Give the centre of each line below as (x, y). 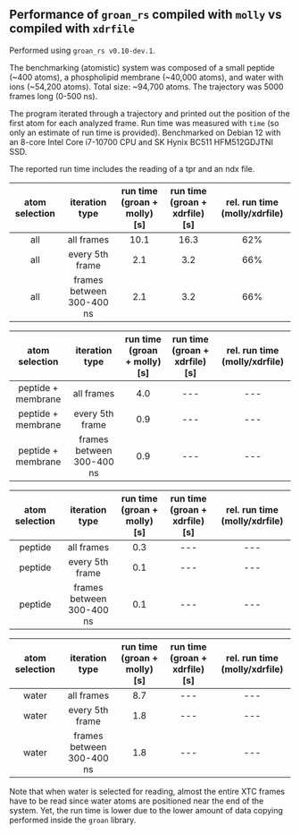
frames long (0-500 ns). (54, 96)
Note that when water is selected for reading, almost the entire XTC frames (147, 791)
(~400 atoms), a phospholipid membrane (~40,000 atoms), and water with (146, 77)
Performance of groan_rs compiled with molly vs (146, 15)
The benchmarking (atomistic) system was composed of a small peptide (142, 67)
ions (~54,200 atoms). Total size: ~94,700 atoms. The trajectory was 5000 (146, 86)
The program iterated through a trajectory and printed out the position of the (150, 113)
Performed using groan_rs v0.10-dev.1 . (83, 50)
